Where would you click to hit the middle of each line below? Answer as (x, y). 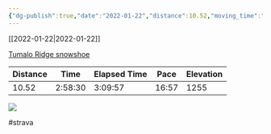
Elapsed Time (121, 74)
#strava (21, 122)
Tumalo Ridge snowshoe (49, 54)
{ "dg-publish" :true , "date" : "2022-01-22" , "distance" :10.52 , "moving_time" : (135, 16)
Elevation (204, 74)
